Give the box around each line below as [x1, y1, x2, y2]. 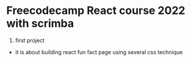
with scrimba [6, 16, 74, 30]
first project [15, 36, 45, 44]
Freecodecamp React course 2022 [6, 4, 186, 18]
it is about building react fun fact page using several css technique [15, 48, 183, 55]
